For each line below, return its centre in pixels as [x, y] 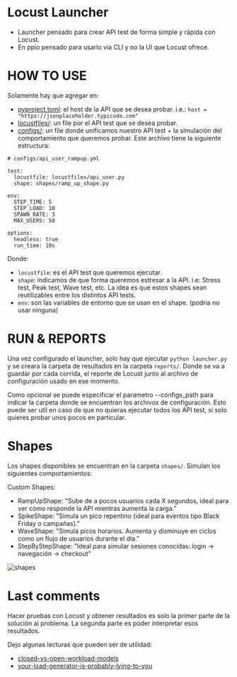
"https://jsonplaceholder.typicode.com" [78, 116]
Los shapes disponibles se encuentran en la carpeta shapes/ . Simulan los [114, 466]
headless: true [36, 239]
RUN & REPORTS [57, 339]
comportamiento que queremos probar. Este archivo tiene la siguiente [119, 138]
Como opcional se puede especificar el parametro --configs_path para [110, 395]
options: [20, 233]
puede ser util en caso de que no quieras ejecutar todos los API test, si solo [117, 409]
